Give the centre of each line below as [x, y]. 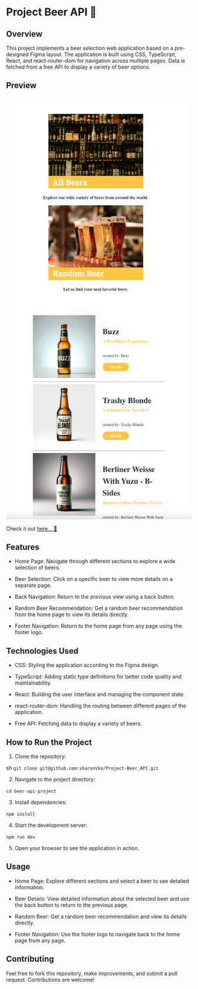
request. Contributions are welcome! [50, 980]
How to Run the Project [49, 742]
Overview [24, 34]
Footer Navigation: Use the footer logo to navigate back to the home [97, 934]
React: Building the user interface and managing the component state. [100, 694]
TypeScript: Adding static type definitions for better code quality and [98, 677]
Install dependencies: [41, 802]
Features [23, 547]
